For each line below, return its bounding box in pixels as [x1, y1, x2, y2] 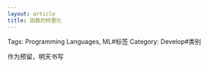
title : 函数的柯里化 [7, 17, 62, 24]
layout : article [7, 10, 56, 18]
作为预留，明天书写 [7, 52, 64, 61]
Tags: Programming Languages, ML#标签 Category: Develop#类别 [7, 37, 202, 46]
